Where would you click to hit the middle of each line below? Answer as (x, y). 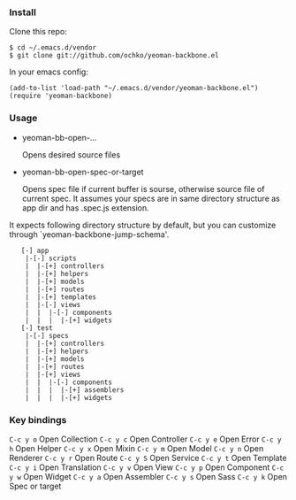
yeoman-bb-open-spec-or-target (83, 172)
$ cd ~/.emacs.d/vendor (53, 48)
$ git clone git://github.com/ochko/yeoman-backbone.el (114, 56)
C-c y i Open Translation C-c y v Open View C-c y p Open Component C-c (147, 467)
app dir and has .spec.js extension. (86, 208)
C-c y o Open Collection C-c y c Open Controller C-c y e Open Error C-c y (145, 439)
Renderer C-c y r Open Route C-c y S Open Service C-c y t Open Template (148, 458)
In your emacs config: (49, 72)
